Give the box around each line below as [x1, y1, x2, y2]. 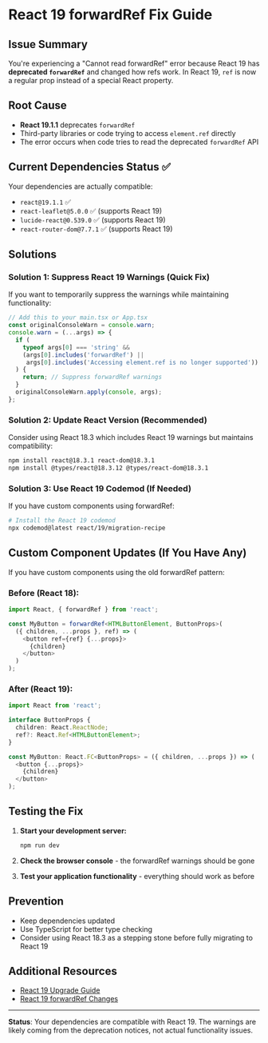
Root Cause [8, 98, 68, 113]
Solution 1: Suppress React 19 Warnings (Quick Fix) [8, 271, 210, 282]
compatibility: [8, 442, 53, 451]
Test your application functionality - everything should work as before [19, 871, 255, 881]
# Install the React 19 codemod [8, 517, 116, 525]
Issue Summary [8, 38, 88, 51]
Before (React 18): [8, 587, 80, 598]
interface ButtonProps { [8, 716, 91, 725]
